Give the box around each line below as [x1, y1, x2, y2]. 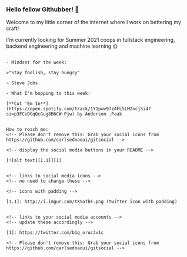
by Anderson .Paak [77, 111, 122, 117]
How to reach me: [6, 127, 49, 133]
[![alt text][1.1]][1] [6, 157, 62, 164]
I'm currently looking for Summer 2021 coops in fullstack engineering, [6, 37, 175, 44]
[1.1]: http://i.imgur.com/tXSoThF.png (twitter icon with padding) [6, 199, 178, 205]
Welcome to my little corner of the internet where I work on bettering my [6, 19, 181, 26]
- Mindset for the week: [6, 60, 67, 65]
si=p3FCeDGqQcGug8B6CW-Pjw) [6, 111, 75, 117]
